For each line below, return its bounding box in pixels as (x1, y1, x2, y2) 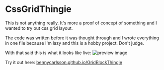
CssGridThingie (5, 3, 72, 15)
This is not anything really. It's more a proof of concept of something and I (5, 20, 158, 26)
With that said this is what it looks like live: (5, 50, 91, 56)
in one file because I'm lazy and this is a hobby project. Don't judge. (5, 40, 144, 46)
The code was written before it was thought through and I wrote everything (5, 35, 159, 41)
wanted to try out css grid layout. (5, 25, 73, 31)
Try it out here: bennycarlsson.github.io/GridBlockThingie (5, 59, 123, 65)
